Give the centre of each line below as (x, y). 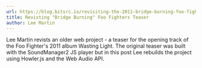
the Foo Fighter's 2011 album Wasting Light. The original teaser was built (96, 46)
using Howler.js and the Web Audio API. (55, 59)
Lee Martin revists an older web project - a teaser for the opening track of (97, 40)
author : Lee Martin (31, 23)
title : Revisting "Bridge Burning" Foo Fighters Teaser (78, 17)
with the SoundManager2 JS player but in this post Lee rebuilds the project (99, 52)
